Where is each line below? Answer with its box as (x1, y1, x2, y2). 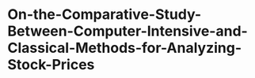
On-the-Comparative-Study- (7, 6, 202, 24)
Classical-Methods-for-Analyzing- (7, 39, 242, 57)
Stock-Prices (7, 56, 95, 74)
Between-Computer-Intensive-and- (7, 22, 249, 40)
